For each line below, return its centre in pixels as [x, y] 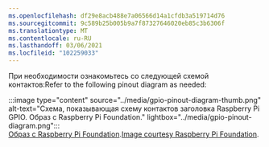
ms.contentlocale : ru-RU [50, 38]
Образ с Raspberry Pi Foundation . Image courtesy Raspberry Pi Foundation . [134, 134]
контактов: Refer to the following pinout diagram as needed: [108, 84]
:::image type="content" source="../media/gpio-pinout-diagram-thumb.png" [135, 100]
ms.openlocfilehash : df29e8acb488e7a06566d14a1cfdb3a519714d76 [117, 16]
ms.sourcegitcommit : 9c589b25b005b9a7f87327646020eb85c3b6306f [117, 23]
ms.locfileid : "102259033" [54, 53]
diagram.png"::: [34, 126]
